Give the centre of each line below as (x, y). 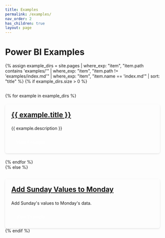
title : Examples (22, 10)
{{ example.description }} (37, 129)
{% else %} (17, 167)
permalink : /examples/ (28, 14)
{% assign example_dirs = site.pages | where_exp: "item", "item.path (74, 66)
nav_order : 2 (18, 19)
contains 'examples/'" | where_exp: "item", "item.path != (62, 71)
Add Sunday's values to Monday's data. (52, 203)
